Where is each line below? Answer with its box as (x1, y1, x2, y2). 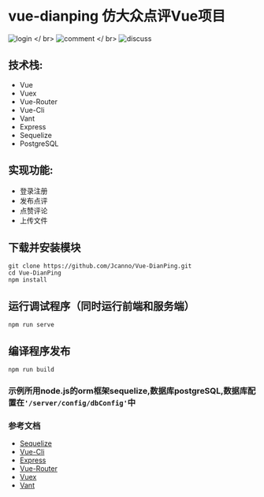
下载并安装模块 (8, 241, 81, 254)
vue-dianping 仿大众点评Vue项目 (8, 7, 226, 25)
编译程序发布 (8, 344, 71, 357)
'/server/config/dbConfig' (24, 398, 128, 407)
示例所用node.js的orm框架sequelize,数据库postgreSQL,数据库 (8, 385, 248, 396)
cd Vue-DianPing (8, 269, 61, 277)
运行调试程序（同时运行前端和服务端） (8, 299, 195, 312)
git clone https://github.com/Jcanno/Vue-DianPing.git (8, 262, 192, 271)
